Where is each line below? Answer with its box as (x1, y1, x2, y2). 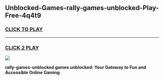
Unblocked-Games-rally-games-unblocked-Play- (5, 4, 159, 12)
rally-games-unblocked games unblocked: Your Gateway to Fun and (5, 64, 146, 70)
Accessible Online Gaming (5, 69, 60, 75)
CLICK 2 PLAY (5, 44, 39, 51)
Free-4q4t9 (5, 12, 41, 20)
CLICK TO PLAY (5, 26, 43, 33)
